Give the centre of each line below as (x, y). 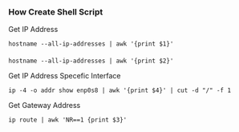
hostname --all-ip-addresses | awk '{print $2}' (91, 61)
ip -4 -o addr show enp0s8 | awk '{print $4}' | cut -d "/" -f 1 (119, 90)
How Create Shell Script (56, 12)
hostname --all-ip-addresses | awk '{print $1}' (91, 44)
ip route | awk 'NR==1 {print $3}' (68, 120)
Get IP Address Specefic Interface (65, 75)
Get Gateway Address (45, 105)
